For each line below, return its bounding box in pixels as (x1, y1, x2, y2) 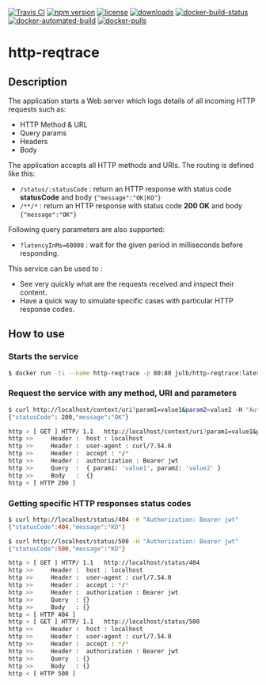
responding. (19, 249, 59, 257)
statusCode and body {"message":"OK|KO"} (19, 192, 161, 202)
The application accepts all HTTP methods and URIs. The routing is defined (8, 161, 254, 169)
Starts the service (8, 351, 79, 362)
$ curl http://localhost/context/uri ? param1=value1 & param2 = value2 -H (8, 405, 243, 413)
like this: (8, 169, 36, 178)
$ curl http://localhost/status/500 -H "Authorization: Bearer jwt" (8, 537, 239, 546)
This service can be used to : (8, 264, 103, 273)
